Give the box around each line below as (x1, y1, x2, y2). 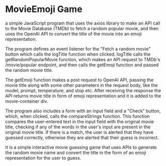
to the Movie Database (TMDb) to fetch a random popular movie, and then (5, 25, 159, 31)
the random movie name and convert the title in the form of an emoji (5, 149, 147, 155)
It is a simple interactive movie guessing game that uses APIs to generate (5, 144, 157, 150)
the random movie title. (5, 67, 53, 73)
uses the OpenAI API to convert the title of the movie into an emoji (5, 31, 142, 37)
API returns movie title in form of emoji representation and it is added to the (5, 93, 161, 99)
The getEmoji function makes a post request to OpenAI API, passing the (5, 77, 154, 83)
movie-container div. (5, 98, 48, 104)
